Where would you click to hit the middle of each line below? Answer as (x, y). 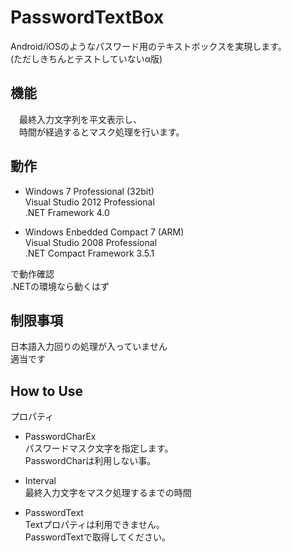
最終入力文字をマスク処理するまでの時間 (108, 493)
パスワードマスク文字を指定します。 (99, 448)
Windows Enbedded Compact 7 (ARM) (104, 232)
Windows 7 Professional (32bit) (89, 191)
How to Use (47, 391)
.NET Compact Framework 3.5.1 (89, 253)
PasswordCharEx (60, 437)
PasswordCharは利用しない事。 (90, 461)
